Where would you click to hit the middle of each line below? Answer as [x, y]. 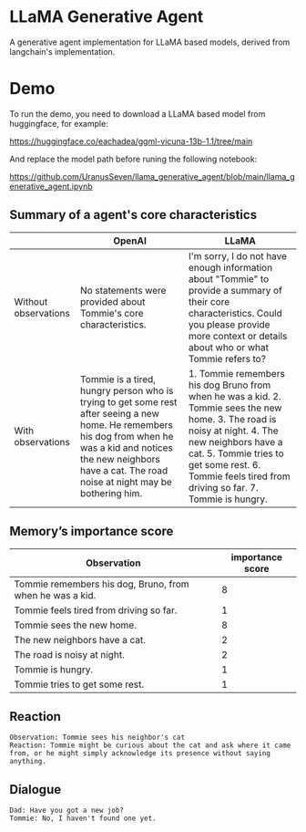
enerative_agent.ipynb [51, 186]
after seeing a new [120, 413]
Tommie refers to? [227, 359]
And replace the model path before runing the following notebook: [133, 159]
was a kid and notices [127, 447]
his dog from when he [127, 436]
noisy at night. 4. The [234, 431]
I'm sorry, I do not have [238, 255]
